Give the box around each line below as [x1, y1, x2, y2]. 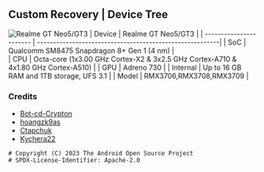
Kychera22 [19, 134, 56, 143]
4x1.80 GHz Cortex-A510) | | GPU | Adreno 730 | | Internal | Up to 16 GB [8, 63, 242, 72]
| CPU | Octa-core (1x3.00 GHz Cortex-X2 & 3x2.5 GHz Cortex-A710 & [8, 54, 237, 63]
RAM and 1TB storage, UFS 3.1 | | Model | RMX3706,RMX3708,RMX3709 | [8, 71, 249, 80]
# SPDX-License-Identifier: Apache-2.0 [8, 156, 141, 165]
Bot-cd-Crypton [19, 109, 73, 119]
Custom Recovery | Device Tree [8, 8, 169, 21]
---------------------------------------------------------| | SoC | [37, 37, 247, 47]
